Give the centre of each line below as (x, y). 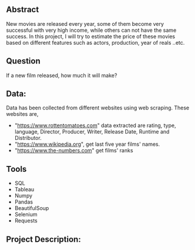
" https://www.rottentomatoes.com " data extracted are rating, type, (95, 125)
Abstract (23, 10)
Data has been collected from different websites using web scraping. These (98, 108)
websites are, (22, 114)
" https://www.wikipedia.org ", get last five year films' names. (87, 144)
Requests (26, 221)
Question (23, 61)
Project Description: (43, 239)
